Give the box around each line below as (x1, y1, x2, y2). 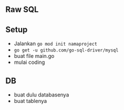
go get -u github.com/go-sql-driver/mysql (13, 47, 119, 53)
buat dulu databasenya (13, 91, 69, 98)
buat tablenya (13, 98, 47, 105)
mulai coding (13, 59, 45, 66)
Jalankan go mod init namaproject (13, 40, 97, 47)
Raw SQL (5, 5, 39, 15)
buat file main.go (13, 53, 55, 60)
